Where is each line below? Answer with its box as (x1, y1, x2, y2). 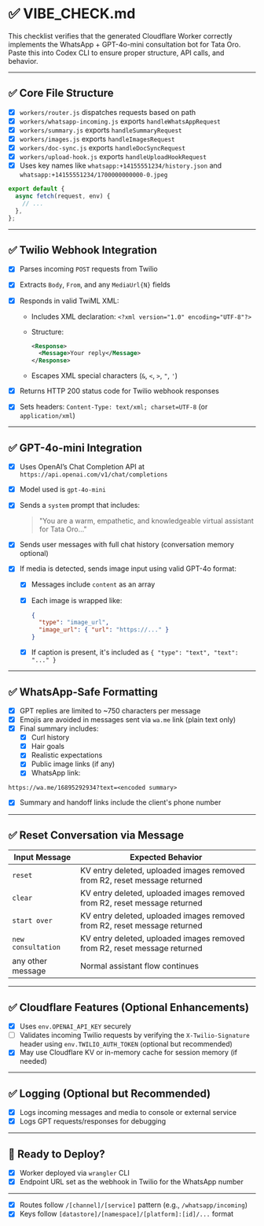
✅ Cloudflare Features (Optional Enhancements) (8, 1001, 250, 1014)
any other (12, 956, 48, 967)
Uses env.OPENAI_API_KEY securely (19, 1021, 132, 1032)
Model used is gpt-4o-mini (19, 485, 106, 494)
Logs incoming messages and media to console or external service (19, 1108, 237, 1117)
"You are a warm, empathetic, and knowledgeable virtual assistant (38, 517, 254, 526)
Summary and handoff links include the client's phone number (19, 798, 222, 807)
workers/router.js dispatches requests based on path (19, 107, 196, 117)
